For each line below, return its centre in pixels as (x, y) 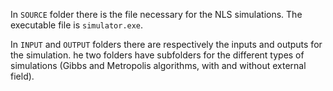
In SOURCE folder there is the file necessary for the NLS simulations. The (156, 14)
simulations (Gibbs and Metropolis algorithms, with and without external (158, 65)
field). (22, 76)
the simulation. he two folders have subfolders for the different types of (157, 55)
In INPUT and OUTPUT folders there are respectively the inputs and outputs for (166, 44)
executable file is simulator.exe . (77, 25)
